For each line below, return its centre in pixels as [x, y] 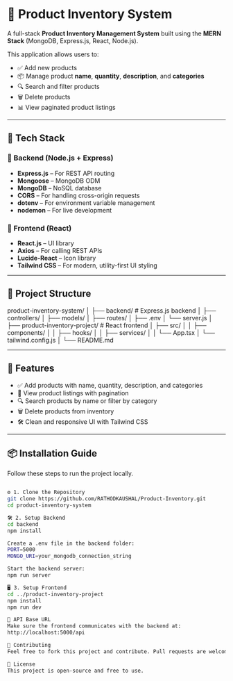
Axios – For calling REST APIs [60, 250]
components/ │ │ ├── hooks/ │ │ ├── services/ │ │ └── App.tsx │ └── [111, 332]
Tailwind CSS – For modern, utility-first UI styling [87, 265]
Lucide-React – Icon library [57, 258]
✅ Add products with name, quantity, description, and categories [110, 385]
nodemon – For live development [64, 210]
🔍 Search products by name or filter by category [87, 401]
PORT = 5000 [21, 550]
